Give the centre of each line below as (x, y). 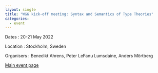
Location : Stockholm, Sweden (36, 46)
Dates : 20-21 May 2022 (29, 37)
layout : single (20, 9)
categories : (17, 18)
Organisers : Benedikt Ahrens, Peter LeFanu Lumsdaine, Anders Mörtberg (79, 56)
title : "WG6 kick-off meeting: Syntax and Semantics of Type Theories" (79, 14)
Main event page (22, 65)
